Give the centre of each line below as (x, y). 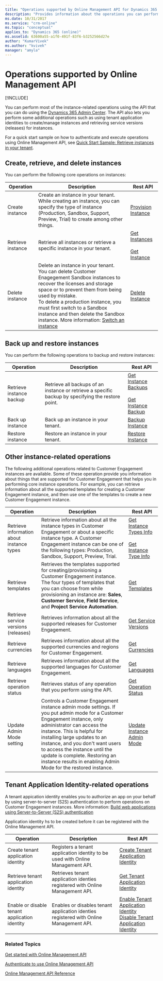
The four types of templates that (78, 582)
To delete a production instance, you (80, 302)
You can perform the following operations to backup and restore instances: (80, 355)
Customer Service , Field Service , (80, 601)
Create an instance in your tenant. (77, 195)
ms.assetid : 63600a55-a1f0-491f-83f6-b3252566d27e (57, 37)
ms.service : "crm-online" (31, 23)
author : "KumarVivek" (27, 41)
